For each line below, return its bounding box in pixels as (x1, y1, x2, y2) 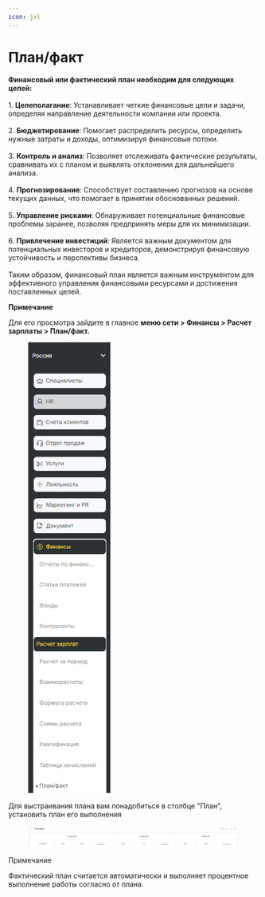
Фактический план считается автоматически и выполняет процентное (8, 871, 249, 881)
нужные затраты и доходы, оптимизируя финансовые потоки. (8, 134, 219, 144)
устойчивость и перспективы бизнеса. (8, 252, 140, 263)
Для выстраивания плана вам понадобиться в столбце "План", (8, 800, 223, 810)
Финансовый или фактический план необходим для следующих (8, 74, 235, 84)
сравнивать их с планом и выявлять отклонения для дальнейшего (8, 160, 235, 169)
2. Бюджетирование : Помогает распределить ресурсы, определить (8, 125, 243, 135)
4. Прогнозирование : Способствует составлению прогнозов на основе (8, 184, 253, 195)
